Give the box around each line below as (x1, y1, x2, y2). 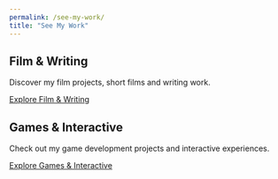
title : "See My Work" (9, 21, 89, 30)
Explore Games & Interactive (9, 160, 113, 171)
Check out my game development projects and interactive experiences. (9, 143, 270, 154)
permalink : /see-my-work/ (9, 12, 104, 22)
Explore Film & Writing (9, 94, 90, 105)
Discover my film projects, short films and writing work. (9, 77, 211, 88)
